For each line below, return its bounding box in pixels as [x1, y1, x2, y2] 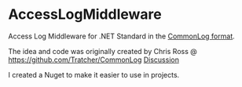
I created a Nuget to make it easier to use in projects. [8, 70, 180, 79]
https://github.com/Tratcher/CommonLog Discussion [8, 55, 179, 64]
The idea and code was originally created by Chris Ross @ [8, 46, 198, 56]
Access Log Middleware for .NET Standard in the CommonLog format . [8, 31, 236, 41]
